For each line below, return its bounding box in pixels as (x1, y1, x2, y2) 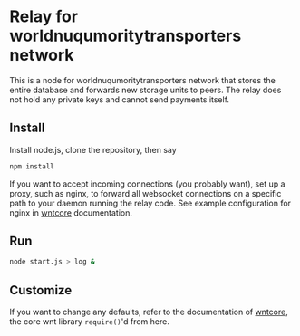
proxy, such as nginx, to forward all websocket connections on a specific (9, 187, 282, 198)
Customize (9, 283, 73, 298)
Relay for (9, 6, 79, 27)
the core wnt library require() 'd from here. (9, 316, 169, 327)
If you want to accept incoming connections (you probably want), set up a (9, 178, 285, 189)
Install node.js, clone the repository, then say (9, 144, 177, 155)
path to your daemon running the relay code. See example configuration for (9, 197, 292, 208)
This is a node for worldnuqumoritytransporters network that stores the (9, 74, 276, 85)
